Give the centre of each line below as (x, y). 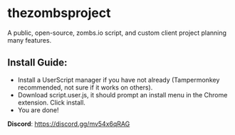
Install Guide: (37, 63)
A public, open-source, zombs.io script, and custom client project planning (117, 33)
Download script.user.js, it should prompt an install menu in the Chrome (122, 94)
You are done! (38, 110)
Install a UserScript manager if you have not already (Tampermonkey (119, 80)
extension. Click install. (51, 102)
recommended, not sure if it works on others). (85, 87)
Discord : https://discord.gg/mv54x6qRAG (69, 124)
